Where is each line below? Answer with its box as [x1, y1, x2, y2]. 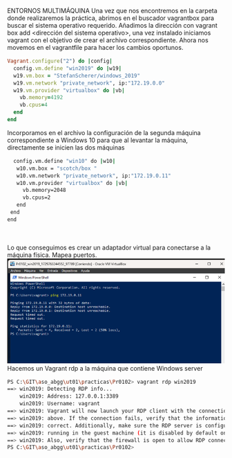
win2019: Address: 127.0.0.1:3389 [19, 393, 119, 400]
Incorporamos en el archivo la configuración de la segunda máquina [7, 128, 202, 136]
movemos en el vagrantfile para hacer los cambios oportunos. [7, 44, 184, 51]
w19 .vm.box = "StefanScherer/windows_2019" [13, 72, 140, 79]
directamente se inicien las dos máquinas [7, 143, 125, 152]
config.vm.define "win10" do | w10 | [13, 157, 116, 164]
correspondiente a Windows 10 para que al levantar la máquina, [7, 136, 188, 144]
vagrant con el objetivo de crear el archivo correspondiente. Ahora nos [7, 36, 209, 44]
